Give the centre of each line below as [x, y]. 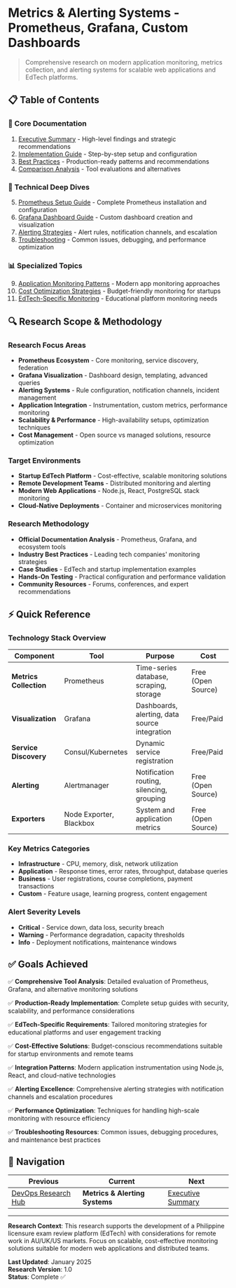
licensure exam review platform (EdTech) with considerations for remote [112, 1233]
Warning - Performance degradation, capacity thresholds [101, 935]
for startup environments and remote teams [71, 1053]
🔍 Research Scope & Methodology [85, 321]
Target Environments [44, 460]
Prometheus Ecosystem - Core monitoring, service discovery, [108, 360]
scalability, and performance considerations [71, 1011]
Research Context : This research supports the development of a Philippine [116, 1226]
